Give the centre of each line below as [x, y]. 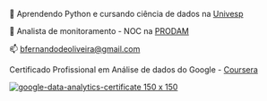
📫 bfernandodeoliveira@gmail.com [75, 49]
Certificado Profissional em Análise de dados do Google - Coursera [133, 70]
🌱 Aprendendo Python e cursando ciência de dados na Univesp [126, 14]
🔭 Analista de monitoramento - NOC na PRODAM [99, 31]
